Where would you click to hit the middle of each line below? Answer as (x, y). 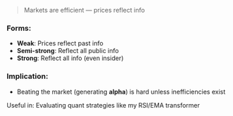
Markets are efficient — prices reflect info (84, 10)
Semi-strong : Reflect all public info (68, 51)
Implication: (27, 76)
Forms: (19, 28)
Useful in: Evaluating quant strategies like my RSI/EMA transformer (103, 105)
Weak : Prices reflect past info (60, 43)
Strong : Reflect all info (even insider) (70, 58)
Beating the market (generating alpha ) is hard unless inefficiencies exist (121, 92)
